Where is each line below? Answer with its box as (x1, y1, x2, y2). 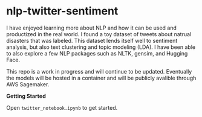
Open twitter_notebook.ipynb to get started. (6, 104, 118, 111)
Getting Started (6, 92, 47, 100)
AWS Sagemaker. (6, 80, 50, 88)
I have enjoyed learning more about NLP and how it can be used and (6, 24, 177, 31)
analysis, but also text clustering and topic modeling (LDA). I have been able (6, 43, 195, 51)
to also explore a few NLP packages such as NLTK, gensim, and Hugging (6, 49, 188, 57)
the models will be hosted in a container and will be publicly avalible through (6, 74, 197, 81)
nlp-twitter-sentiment (6, 4, 119, 18)
